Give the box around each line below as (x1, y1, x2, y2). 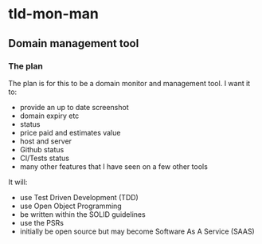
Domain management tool (8, 37, 139, 50)
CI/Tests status (19, 153, 70, 163)
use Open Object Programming (19, 201, 122, 211)
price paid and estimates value (19, 128, 121, 137)
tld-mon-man (8, 5, 100, 23)
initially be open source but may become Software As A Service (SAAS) (19, 226, 255, 236)
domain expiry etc (19, 111, 80, 120)
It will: (8, 177, 28, 187)
